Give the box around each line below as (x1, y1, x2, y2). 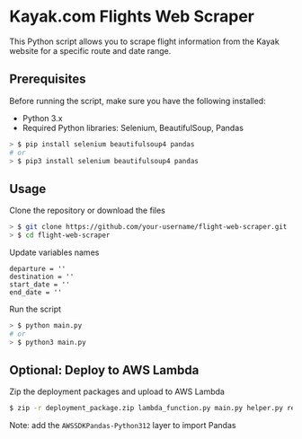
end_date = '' (9, 287, 63, 297)
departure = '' (9, 264, 67, 273)
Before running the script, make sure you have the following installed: (9, 95, 267, 106)
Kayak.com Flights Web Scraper (9, 6, 254, 27)
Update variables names (9, 247, 100, 258)
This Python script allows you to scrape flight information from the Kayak (9, 36, 280, 47)
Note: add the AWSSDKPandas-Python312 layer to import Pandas (9, 420, 236, 431)
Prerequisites (9, 72, 86, 87)
